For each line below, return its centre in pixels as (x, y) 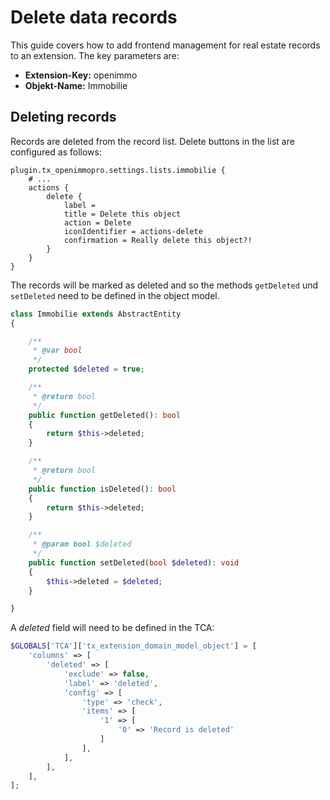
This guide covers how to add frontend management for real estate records (165, 45)
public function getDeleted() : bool (105, 415)
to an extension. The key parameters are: (95, 55)
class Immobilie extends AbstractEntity (96, 314)
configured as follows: (56, 152)
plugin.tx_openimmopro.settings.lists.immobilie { (118, 170)
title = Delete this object (122, 214)
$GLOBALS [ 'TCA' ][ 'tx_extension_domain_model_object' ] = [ (133, 646)
